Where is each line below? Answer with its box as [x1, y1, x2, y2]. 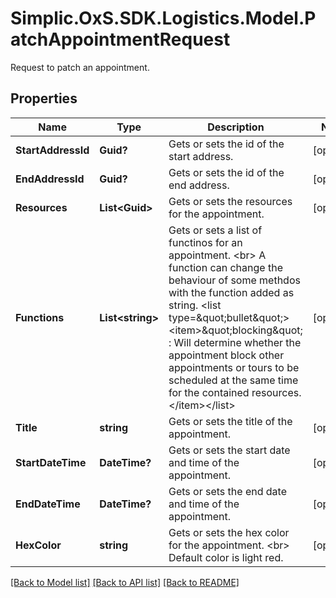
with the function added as [168, 285, 295, 299]
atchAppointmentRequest [10, 28, 231, 51]
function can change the [168, 260, 283, 274]
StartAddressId [15, 143, 90, 157]
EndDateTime [15, 497, 81, 511]
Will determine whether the [173, 335, 302, 349]
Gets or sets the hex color [168, 525, 290, 539]
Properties [10, 90, 78, 107]
